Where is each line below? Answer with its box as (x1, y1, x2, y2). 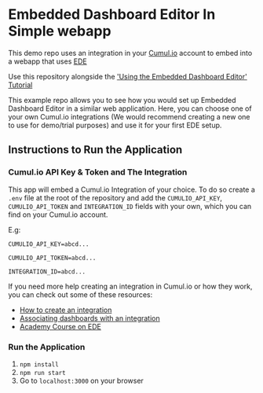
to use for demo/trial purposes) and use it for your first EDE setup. (8, 120, 222, 130)
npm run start (19, 369, 66, 376)
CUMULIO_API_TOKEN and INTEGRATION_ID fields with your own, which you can (8, 201, 252, 211)
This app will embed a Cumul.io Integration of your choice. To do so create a (8, 185, 255, 194)
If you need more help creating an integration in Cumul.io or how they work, (8, 281, 253, 291)
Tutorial (8, 80, 33, 90)
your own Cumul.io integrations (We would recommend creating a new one (8, 112, 250, 121)
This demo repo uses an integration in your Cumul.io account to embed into (8, 48, 253, 57)
